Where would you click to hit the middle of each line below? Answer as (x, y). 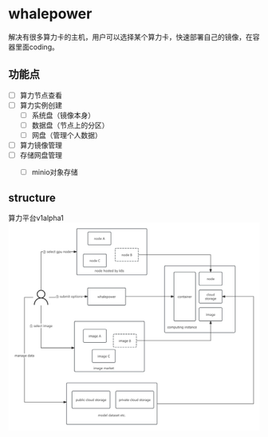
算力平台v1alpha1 (36, 218)
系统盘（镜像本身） (63, 115)
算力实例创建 (41, 105)
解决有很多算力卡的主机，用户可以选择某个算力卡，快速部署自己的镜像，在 (130, 37)
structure (32, 197)
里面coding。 (37, 47)
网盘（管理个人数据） (67, 135)
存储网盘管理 (41, 156)
